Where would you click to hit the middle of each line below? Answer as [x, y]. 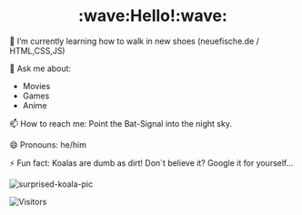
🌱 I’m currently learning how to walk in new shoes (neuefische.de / [134, 41]
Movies [36, 86]
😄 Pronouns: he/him [48, 144]
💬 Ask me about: [40, 68]
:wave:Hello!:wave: [153, 16]
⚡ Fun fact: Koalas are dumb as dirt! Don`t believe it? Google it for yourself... [151, 163]
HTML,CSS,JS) [37, 50]
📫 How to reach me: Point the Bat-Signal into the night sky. [121, 123]
